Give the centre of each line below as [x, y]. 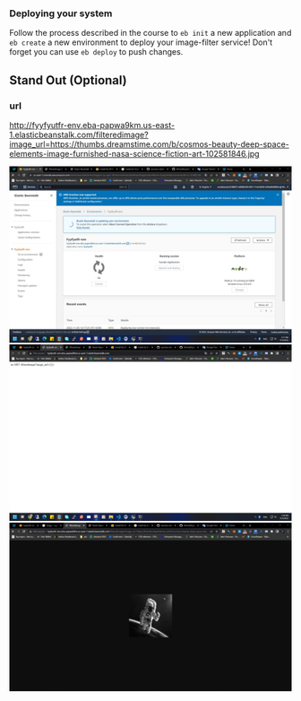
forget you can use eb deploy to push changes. [96, 52]
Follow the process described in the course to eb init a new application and [150, 33]
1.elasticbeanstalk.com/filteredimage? [79, 134]
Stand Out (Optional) [68, 80]
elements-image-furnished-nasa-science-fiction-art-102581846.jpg [134, 153]
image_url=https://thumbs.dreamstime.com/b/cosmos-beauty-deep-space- [149, 144]
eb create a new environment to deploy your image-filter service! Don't [141, 42]
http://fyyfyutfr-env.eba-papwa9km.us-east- [92, 125]
